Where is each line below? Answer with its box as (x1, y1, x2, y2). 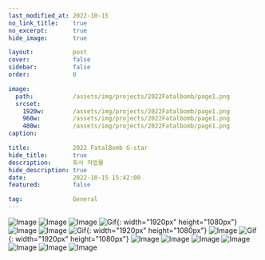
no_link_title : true (8, 19, 88, 27)
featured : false (8, 181, 91, 189)
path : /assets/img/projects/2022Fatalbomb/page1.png (15, 93, 230, 100)
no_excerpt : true (8, 26, 88, 34)
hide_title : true (8, 151, 88, 160)
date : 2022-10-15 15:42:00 (8, 173, 141, 182)
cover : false (8, 56, 91, 64)
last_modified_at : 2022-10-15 (8, 11, 109, 20)
